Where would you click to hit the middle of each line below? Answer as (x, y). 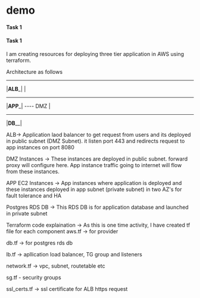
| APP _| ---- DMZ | (28, 106)
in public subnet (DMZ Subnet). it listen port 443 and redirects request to (96, 141)
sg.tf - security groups (34, 277)
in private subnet (27, 213)
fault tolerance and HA (34, 195)
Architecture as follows (35, 71)
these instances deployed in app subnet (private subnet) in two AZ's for (94, 189)
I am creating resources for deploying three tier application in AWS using (95, 54)
